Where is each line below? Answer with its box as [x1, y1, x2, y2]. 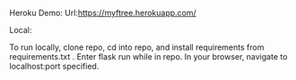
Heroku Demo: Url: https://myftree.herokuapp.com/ [9, 8, 197, 18]
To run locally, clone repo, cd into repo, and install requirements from [9, 42, 265, 52]
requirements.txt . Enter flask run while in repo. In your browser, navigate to [9, 52, 288, 61]
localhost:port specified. [9, 61, 100, 71]
